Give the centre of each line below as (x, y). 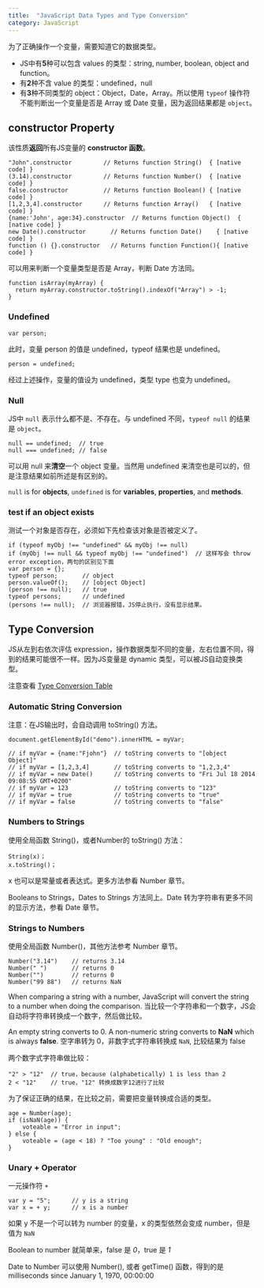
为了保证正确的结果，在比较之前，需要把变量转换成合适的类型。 (112, 1098)
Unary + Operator (43, 1167)
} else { (22, 1134)
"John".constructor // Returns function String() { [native (125, 163)
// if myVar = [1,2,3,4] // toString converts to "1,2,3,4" (119, 768)
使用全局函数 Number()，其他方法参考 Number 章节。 (95, 946)
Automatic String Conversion (65, 706)
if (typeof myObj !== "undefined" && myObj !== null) (99, 546)
